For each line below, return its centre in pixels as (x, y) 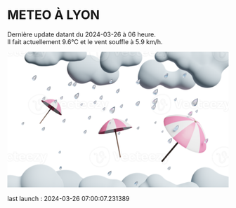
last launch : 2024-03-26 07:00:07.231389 (68, 199)
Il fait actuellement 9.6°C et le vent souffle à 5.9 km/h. (85, 41)
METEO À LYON (54, 15)
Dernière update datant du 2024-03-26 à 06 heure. (82, 34)
